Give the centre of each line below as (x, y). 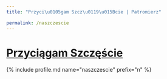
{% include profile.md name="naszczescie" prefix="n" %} (79, 70)
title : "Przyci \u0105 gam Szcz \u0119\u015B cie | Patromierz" (84, 12)
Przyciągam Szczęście (65, 53)
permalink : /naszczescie (38, 23)
